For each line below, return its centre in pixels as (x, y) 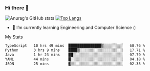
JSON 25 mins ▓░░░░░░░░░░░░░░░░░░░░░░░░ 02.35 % (75, 64)
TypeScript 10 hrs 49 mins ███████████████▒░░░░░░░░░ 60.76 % (75, 46)
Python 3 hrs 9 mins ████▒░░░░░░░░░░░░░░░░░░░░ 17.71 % (75, 50)
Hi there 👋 (17, 8)
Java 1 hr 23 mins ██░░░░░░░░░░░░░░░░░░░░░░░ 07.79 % (75, 55)
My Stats (14, 37)
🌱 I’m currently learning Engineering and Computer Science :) (74, 28)
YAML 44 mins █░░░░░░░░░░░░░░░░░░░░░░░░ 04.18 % (75, 59)
